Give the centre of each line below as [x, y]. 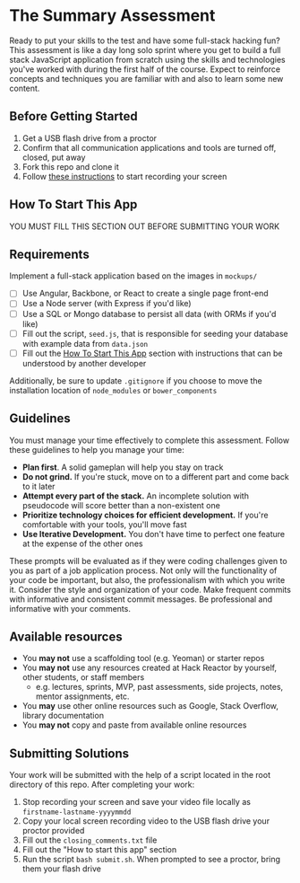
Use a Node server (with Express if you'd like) [107, 304]
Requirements [49, 254]
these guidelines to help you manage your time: [97, 449]
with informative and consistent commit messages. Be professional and [141, 599]
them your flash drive [61, 869]
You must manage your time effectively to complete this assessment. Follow [149, 440]
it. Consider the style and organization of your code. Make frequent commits [150, 589]
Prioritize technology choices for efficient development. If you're [145, 515]
